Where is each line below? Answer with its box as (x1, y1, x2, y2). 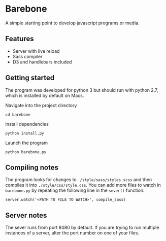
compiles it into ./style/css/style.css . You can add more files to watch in (5, 182, 161, 188)
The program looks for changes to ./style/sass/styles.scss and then (5, 177, 152, 183)
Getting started (5, 74, 55, 82)
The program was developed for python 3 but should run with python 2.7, (5, 87, 158, 93)
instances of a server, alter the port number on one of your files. (5, 230, 140, 236)
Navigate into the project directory (5, 102, 77, 108)
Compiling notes (5, 163, 58, 171)
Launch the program (5, 140, 48, 146)
